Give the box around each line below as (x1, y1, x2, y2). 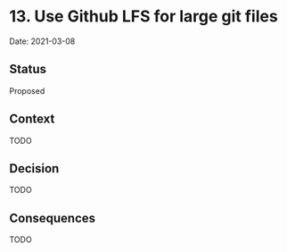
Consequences (9, 210, 96, 225)
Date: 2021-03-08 (9, 36, 76, 46)
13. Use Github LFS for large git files (9, 6, 278, 27)
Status (9, 62, 47, 77)
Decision (9, 161, 60, 176)
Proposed (9, 85, 45, 96)
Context (9, 112, 55, 127)
